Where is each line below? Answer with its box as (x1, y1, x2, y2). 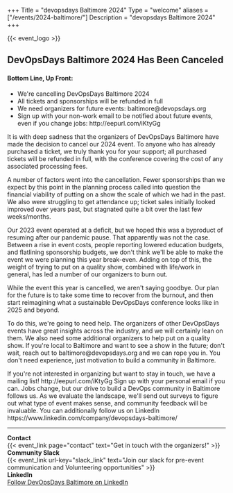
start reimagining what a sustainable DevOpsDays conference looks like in (7, 299, 219, 306)
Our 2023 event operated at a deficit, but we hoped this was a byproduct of (7, 226, 223, 234)
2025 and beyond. (7, 306, 60, 314)
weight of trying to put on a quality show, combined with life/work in (7, 263, 202, 271)
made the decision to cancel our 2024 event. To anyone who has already (7, 140, 216, 148)
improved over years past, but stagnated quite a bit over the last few (7, 205, 202, 213)
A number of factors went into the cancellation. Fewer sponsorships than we (7, 176, 225, 183)
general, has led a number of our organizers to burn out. (7, 270, 168, 278)
